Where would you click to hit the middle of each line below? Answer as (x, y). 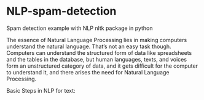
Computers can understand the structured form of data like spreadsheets (99, 52)
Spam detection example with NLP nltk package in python (80, 28)
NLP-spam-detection (61, 11)
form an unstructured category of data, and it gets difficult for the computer (102, 66)
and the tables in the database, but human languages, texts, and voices (97, 59)
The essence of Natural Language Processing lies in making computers (97, 40)
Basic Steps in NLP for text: (41, 90)
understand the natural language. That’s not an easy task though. (89, 46)
